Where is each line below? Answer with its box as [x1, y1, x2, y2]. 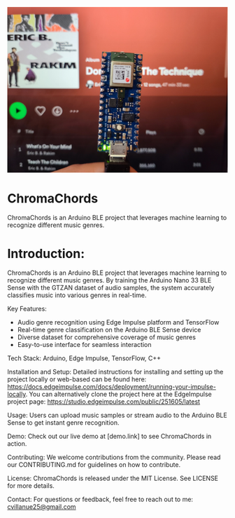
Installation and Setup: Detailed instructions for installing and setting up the [7, 368, 224, 376]
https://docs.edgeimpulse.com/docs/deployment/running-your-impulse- [7, 383, 217, 391]
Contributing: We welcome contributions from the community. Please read [7, 453, 221, 462]
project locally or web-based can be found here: [7, 375, 147, 383]
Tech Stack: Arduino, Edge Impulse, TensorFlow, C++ [7, 354, 162, 362]
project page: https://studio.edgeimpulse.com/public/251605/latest [7, 397, 201, 406]
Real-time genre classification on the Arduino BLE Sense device [17, 326, 201, 334]
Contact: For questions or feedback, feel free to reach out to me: [7, 495, 194, 504]
